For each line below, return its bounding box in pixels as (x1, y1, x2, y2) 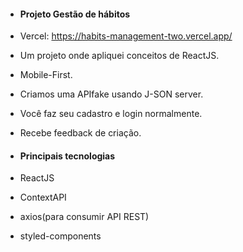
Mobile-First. (19, 69, 73, 81)
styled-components (19, 230, 102, 242)
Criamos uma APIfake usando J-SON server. (19, 88, 204, 100)
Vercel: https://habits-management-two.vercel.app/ (19, 30, 233, 42)
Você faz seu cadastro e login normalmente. (19, 108, 203, 120)
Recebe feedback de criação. (19, 127, 142, 139)
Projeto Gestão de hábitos (19, 8, 131, 20)
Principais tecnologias (19, 150, 116, 162)
